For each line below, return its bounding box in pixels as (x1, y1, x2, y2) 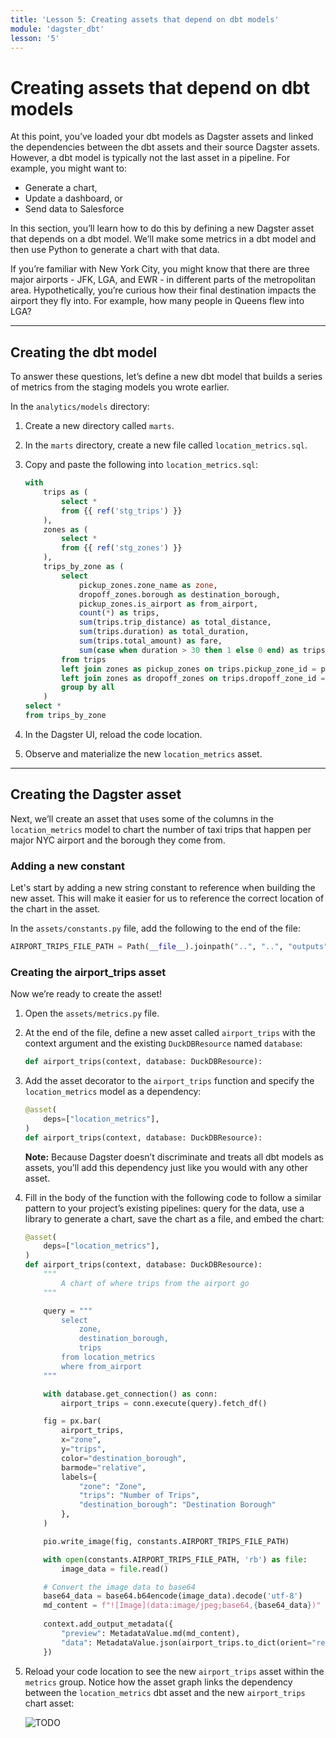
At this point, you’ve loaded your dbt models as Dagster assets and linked (10, 131, 314, 143)
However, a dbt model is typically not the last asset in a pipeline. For (10, 152, 291, 164)
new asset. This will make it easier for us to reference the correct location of (10, 892, 325, 904)
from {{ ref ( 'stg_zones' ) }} (61, 543, 183, 553)
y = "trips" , (61, 1444, 107, 1455)
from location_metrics (61, 1352, 156, 1363)
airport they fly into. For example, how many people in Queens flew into (10, 295, 305, 307)
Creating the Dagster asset (10, 786, 182, 803)
